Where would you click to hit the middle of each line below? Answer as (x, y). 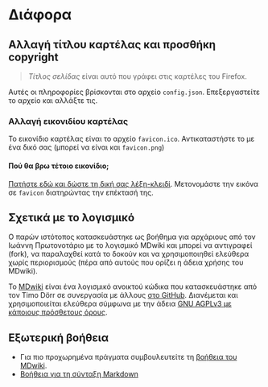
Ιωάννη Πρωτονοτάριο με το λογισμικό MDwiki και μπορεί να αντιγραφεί (130, 245)
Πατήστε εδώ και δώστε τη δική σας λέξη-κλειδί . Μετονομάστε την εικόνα (134, 183)
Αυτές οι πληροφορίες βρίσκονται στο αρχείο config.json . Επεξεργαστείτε (134, 92)
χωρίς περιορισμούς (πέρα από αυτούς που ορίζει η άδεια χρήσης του (126, 262)
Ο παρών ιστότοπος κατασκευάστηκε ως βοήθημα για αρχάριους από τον (132, 237)
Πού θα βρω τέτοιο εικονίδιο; (59, 166)
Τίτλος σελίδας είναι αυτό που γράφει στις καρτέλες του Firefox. (137, 76)
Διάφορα (40, 15)
